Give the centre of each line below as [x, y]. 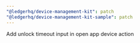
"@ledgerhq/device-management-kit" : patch [60, 11]
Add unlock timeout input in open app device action [70, 34]
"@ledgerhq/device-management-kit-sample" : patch [70, 17]
